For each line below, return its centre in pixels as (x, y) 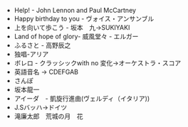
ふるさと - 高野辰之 (42, 45)
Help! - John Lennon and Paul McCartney (75, 10)
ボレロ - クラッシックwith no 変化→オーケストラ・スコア (98, 63)
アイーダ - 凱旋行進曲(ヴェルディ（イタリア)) (82, 98)
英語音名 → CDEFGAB (46, 72)
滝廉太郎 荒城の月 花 (48, 116)
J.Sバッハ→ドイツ (41, 107)
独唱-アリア (31, 54)
